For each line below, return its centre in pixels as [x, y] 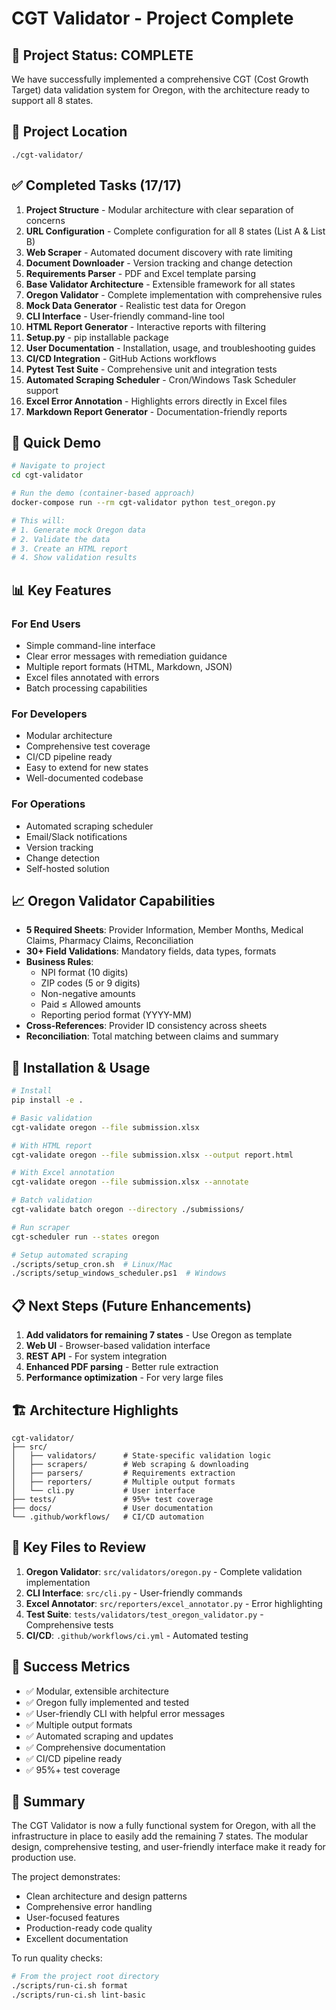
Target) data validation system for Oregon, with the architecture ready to [160, 90]
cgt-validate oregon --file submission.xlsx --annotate [130, 1182]
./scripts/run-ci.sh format [70, 1986]
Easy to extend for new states [87, 768]
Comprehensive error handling [89, 1907]
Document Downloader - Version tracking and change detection [159, 263]
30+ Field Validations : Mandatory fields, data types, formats [151, 951]
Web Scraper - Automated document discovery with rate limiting [159, 252]
